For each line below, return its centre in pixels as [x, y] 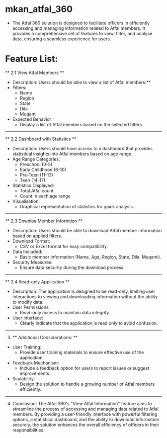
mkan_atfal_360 [39, 9]
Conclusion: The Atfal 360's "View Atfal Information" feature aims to [82, 403]
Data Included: [27, 252]
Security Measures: [32, 262]
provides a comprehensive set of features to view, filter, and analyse [82, 33]
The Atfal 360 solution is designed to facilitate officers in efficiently [81, 23]
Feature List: [32, 59]
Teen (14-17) [33, 180]
